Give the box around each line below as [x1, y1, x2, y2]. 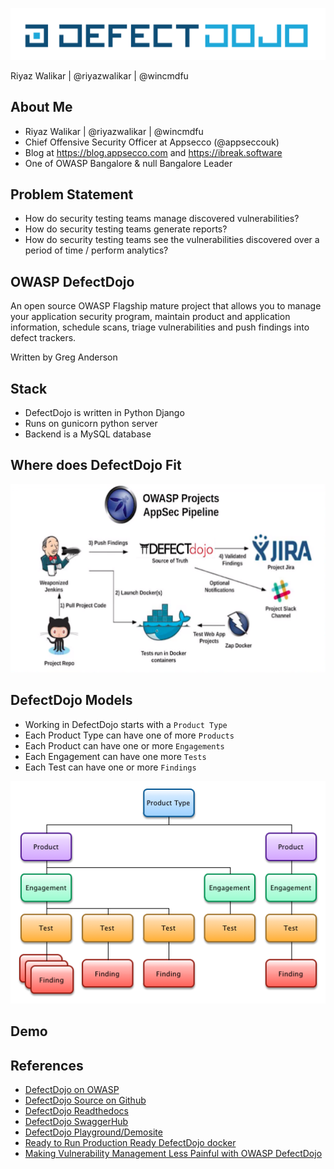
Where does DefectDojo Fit [10, 457, 182, 474]
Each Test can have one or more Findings [24, 761, 197, 773]
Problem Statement [10, 186, 134, 203]
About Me [10, 99, 73, 116]
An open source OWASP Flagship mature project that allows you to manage [10, 300, 322, 312]
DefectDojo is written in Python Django [24, 406, 185, 418]
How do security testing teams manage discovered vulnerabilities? [24, 213, 300, 225]
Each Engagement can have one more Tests [24, 750, 207, 762]
